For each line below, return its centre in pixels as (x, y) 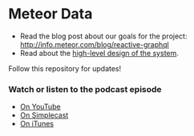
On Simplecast (44, 115)
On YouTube (40, 107)
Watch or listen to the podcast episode (85, 89)
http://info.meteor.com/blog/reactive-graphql (95, 44)
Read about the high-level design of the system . (99, 53)
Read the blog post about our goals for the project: (103, 36)
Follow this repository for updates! (65, 68)
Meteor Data (51, 14)
